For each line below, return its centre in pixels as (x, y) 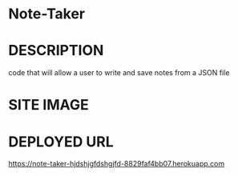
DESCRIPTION (56, 51)
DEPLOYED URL (61, 142)
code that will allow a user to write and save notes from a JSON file (119, 73)
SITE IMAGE (49, 105)
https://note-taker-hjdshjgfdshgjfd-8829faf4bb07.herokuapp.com (117, 164)
